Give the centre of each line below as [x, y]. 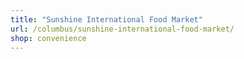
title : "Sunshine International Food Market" [106, 19]
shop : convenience [48, 38]
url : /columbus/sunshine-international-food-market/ [122, 29]
